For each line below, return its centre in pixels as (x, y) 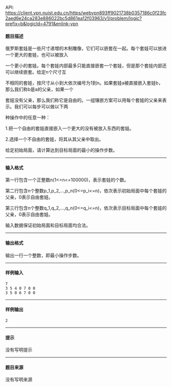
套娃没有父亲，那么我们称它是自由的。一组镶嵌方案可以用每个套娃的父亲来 (84, 100)
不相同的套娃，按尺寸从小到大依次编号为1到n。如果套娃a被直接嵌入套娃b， (84, 83)
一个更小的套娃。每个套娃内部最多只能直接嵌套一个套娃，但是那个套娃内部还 (86, 66)
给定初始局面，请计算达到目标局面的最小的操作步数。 (61, 150)
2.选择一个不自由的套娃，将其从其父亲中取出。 (55, 139)
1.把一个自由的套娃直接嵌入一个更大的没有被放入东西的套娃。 (70, 128)
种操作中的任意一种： (28, 118)
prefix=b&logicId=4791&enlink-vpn (42, 24)
